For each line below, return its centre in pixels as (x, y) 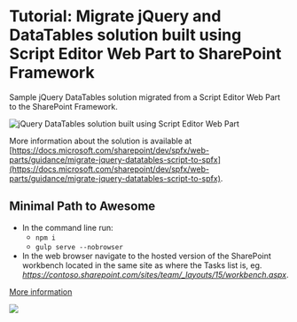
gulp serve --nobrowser (79, 247)
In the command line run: (67, 227)
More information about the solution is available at (101, 141)
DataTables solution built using (125, 35)
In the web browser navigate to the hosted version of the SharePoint (147, 256)
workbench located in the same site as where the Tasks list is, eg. (142, 265)
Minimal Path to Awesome (82, 207)
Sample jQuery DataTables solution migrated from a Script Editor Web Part (145, 97)
